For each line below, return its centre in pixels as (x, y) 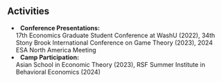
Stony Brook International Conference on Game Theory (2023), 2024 (114, 42)
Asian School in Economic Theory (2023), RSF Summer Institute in (111, 64)
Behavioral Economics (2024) (58, 72)
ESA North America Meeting (56, 50)
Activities (28, 11)
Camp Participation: (50, 57)
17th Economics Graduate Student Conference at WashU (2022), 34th (116, 35)
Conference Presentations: (60, 28)
